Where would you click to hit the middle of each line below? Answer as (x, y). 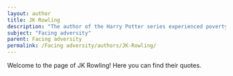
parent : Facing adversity (44, 39)
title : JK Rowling (34, 20)
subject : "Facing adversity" (49, 33)
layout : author (29, 13)
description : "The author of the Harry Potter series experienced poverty (118, 26)
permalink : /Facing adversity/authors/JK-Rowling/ (82, 46)
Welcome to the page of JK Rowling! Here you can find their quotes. (104, 65)
